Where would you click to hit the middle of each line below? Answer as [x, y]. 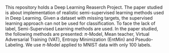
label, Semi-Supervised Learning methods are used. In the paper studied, [82, 29]
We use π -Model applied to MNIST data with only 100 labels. [89, 45]
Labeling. [15, 45]
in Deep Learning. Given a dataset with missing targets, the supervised [79, 18]
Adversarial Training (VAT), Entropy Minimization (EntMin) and [70, 39]
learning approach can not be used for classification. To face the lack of [80, 23]
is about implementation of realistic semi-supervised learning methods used [85, 13]
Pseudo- [144, 39]
